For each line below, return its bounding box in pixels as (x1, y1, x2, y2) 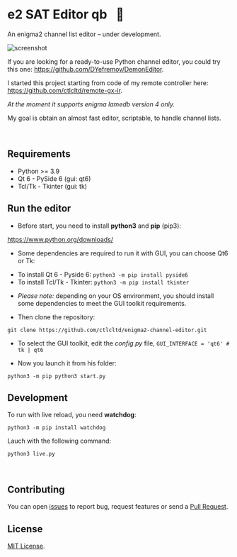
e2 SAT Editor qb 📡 (7, 6, 125, 23)
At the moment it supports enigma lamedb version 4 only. (7, 99, 175, 109)
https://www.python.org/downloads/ (7, 235, 114, 243)
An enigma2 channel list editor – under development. (7, 30, 161, 38)
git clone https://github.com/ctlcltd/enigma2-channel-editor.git (7, 326, 207, 333)
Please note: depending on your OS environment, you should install (17, 291, 214, 300)
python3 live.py (7, 451, 55, 458)
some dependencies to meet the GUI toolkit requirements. (17, 299, 187, 307)
